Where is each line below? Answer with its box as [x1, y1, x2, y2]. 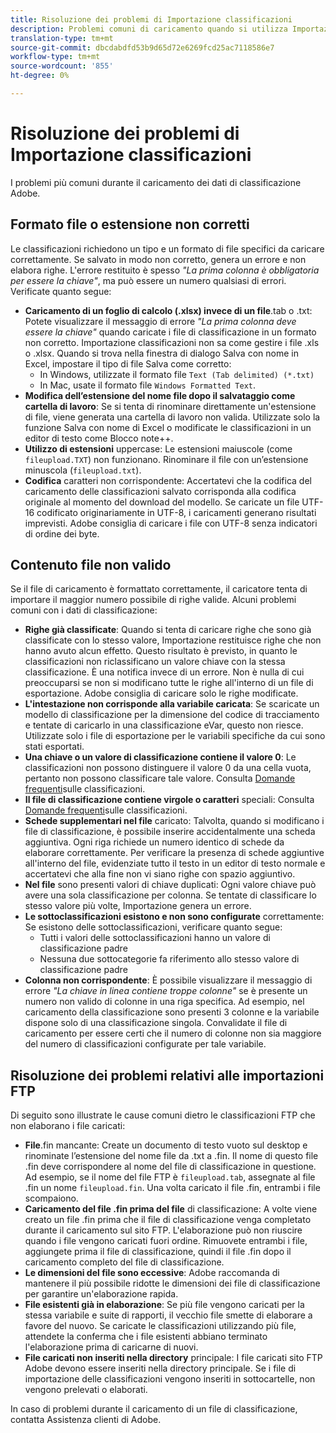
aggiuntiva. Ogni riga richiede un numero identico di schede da [24, 836, 285, 848]
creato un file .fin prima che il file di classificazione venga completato [24, 1214, 312, 1226]
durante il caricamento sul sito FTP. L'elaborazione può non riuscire [24, 1224, 303, 1236]
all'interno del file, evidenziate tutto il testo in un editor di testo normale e [24, 857, 326, 870]
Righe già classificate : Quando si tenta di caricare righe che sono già [24, 624, 312, 636]
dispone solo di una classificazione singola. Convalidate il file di [24, 1017, 288, 1029]
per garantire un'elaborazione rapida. [24, 1288, 179, 1300]
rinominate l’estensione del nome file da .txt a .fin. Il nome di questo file [24, 1150, 319, 1162]
